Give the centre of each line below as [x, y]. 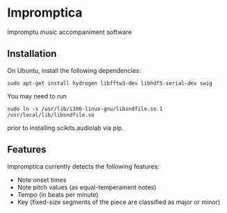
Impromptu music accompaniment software [69, 32]
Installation [32, 54]
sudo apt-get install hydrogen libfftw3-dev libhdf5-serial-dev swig [110, 83]
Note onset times [42, 180]
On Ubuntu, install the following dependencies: [74, 70]
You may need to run [37, 96]
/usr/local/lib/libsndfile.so [51, 115]
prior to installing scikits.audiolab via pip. [65, 128]
